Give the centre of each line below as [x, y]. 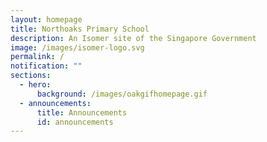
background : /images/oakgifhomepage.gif [122, 94]
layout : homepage [46, 19]
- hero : [35, 85]
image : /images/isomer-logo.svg [77, 47]
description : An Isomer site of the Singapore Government [133, 38]
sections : [31, 76]
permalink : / [37, 57]
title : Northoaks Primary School [80, 29]
